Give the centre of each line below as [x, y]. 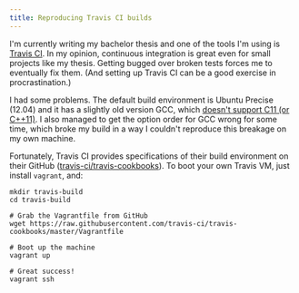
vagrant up [30, 255]
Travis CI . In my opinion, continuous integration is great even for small [140, 53]
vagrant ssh [32, 279]
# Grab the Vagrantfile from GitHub [79, 215]
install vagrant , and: [46, 175]
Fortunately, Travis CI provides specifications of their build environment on [149, 156]
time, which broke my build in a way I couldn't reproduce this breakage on [148, 129]
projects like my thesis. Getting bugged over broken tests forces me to [141, 63]
